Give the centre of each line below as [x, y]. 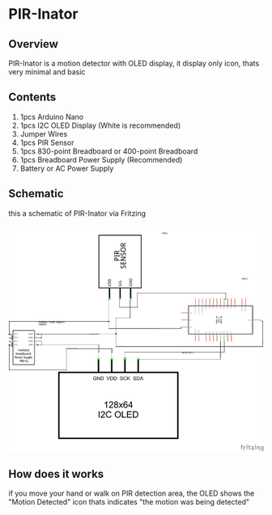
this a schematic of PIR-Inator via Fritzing [77, 213]
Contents [32, 97]
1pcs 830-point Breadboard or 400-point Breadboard [109, 151]
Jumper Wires [44, 133]
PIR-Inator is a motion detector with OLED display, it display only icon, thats [134, 63]
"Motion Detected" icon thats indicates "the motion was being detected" [129, 501]
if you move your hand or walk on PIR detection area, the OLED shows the [132, 493]
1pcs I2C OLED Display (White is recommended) [100, 125]
